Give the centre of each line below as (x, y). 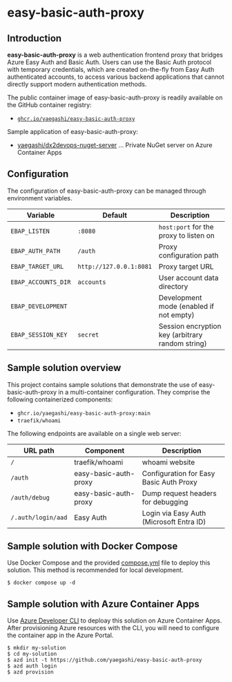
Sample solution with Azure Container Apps (104, 604)
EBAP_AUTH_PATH (36, 251)
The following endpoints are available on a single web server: (94, 433)
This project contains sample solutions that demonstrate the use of (103, 384)
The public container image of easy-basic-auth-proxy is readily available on (115, 97)
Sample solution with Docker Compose (93, 546)
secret (88, 334)
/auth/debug (30, 498)
